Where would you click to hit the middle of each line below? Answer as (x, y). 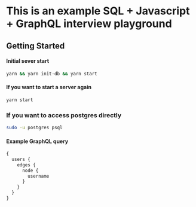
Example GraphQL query (37, 141)
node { (30, 171)
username (39, 176)
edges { (26, 165)
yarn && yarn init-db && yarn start (52, 74)
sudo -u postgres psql (34, 128)
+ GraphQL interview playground (89, 24)
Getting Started (36, 46)
